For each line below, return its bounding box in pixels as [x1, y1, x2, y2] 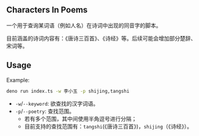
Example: [6, 76, 30, 84]
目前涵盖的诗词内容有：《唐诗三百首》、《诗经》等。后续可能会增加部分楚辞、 [6, 35, 197, 42]
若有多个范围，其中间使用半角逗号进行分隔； [24, 115, 137, 122]
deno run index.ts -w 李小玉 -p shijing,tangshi [6, 88, 130, 94]
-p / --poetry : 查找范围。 [15, 107, 75, 115]
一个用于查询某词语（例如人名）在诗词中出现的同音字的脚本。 [6, 21, 162, 29]
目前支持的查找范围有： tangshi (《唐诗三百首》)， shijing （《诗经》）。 [24, 123, 193, 130]
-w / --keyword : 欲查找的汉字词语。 [15, 100, 99, 107]
